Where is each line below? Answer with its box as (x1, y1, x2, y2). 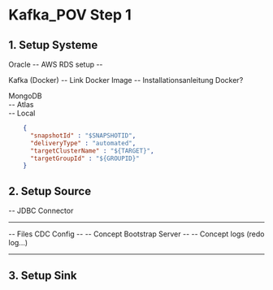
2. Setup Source (8, 184, 92, 198)
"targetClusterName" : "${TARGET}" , (29, 146, 154, 155)
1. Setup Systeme (8, 38, 98, 52)
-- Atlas (8, 100, 34, 109)
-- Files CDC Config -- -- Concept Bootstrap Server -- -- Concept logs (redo (8, 229, 265, 239)
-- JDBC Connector (8, 206, 74, 216)
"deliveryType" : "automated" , (29, 139, 136, 147)
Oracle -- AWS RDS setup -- (8, 59, 103, 69)
